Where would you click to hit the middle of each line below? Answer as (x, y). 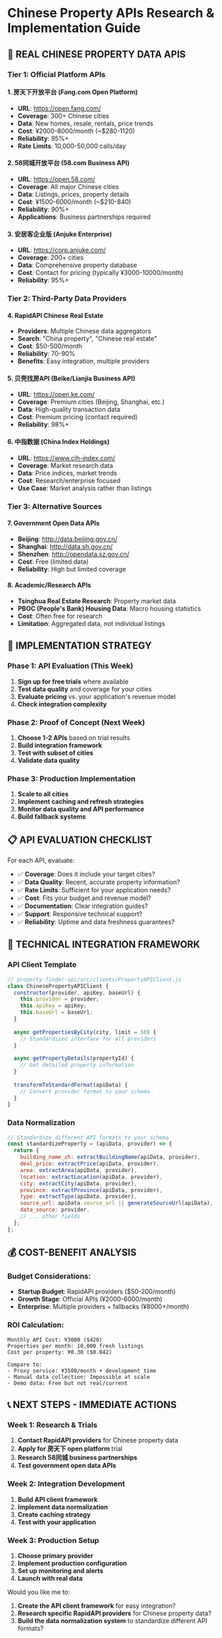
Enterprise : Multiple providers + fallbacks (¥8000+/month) (103, 1307)
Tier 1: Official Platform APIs (57, 74)
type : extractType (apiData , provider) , (79, 1197)
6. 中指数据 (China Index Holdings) (58, 442)
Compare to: (25, 1365)
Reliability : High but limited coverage (72, 569)
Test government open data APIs (67, 1466)
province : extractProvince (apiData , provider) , (91, 1190)
